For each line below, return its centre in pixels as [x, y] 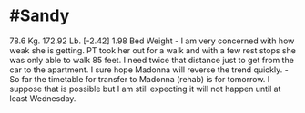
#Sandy [40, 16]
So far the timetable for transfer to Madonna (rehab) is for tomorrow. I [140, 79]
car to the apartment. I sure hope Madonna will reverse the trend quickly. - [149, 70]
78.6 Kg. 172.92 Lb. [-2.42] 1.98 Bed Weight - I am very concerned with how [152, 41]
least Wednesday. [43, 98]
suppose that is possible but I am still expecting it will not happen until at [145, 89]
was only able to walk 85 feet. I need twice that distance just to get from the [152, 60]
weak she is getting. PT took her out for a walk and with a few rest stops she [152, 50]
